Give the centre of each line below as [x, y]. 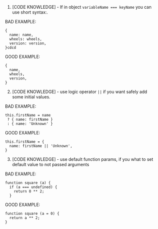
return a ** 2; [25, 218]
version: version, [28, 43]
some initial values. [31, 97]
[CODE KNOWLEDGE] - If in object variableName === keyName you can [82, 7]
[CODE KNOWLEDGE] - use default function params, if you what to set [83, 159]
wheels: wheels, [26, 39]
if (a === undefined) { [33, 187]
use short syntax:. [30, 12]
